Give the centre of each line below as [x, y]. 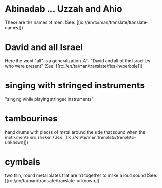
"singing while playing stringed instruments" [49, 99]
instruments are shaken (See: [34, 137]
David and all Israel [44, 47]
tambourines [32, 119]
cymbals [23, 162]
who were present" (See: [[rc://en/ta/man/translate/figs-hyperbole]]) [74, 66]
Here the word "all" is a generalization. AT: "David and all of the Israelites [78, 60]
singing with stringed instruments [75, 85]
